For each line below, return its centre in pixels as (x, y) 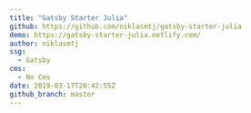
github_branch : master (52, 94)
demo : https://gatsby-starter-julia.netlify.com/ (105, 35)
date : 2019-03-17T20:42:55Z (63, 86)
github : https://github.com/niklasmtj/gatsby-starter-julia (126, 26)
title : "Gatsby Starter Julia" (69, 18)
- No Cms (34, 77)
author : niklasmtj (44, 43)
